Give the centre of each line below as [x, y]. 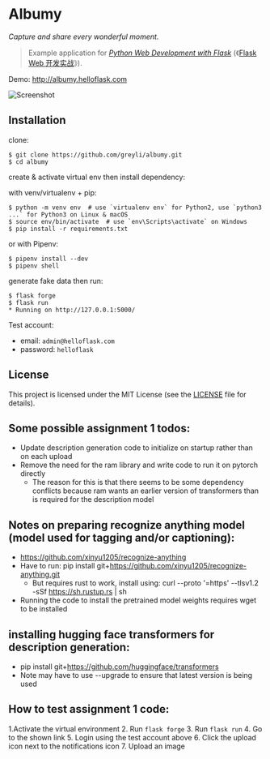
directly [33, 474]
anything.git [40, 575]
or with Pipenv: [34, 243]
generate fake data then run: [56, 281]
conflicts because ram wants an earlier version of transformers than [146, 491]
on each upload [46, 457]
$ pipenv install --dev [49, 259]
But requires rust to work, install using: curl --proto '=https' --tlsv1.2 [145, 583]
